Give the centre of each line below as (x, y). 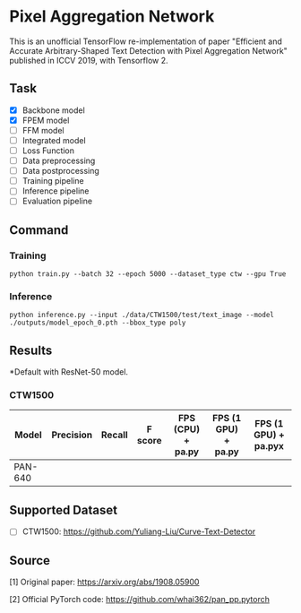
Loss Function (48, 151)
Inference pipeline (56, 191)
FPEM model (46, 120)
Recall (115, 435)
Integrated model (54, 140)
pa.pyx (269, 446)
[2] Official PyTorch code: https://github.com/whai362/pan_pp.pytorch (140, 600)
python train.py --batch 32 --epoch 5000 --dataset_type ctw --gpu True (148, 274)
